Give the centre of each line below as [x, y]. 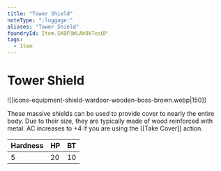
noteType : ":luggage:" [40, 20]
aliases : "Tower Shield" [43, 27]
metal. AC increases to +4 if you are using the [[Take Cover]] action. [105, 128]
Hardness [27, 145]
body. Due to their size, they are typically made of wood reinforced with [110, 121]
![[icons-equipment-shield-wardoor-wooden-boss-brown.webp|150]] [107, 100]
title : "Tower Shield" [40, 14]
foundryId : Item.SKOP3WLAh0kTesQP [58, 33]
